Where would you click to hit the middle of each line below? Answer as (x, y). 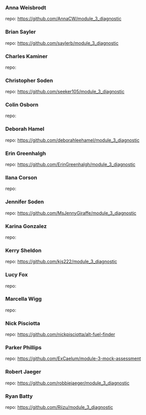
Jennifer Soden (25, 202)
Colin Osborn (22, 105)
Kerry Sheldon (23, 250)
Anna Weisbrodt (26, 8)
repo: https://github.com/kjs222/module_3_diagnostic (61, 262)
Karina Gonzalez (26, 226)
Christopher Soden (29, 80)
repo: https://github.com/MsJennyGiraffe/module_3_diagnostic (71, 213)
